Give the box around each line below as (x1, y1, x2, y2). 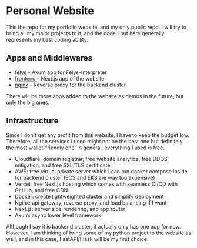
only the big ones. (6, 99, 50, 106)
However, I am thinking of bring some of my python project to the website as (6, 229, 192, 236)
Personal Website (6, 4, 94, 18)
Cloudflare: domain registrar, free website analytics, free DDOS (14, 155, 168, 162)
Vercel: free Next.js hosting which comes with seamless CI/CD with (14, 180, 178, 187)
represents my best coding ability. (6, 36, 88, 43)
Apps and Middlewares (6, 53, 93, 63)
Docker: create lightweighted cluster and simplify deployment (14, 193, 164, 200)
